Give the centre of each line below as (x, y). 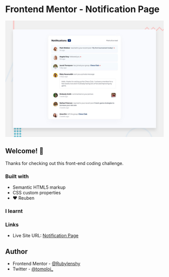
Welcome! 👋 (24, 151)
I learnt (14, 211)
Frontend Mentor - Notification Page (82, 9)
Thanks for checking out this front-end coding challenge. (64, 163)
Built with (17, 176)
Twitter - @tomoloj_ (33, 269)
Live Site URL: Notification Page (46, 236)
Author (16, 252)
